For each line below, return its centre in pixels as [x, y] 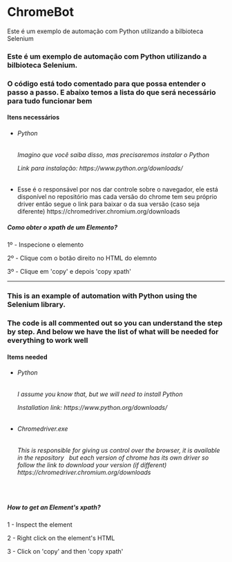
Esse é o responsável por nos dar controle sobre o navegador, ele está [118, 189]
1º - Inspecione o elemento [46, 245]
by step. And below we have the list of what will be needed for [113, 331]
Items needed [27, 357]
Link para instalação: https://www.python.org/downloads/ [100, 168]
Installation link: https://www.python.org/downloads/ [92, 407]
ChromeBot [41, 12]
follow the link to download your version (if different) [92, 465]
